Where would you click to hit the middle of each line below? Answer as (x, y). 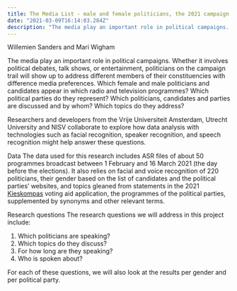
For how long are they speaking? (65, 251)
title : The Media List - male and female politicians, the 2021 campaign (118, 14)
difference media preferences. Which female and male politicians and (109, 84)
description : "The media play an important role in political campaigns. (118, 27)
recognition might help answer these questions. (77, 142)
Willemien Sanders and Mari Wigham (61, 47)
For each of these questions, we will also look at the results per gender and (117, 273)
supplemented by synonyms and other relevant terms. (86, 201)
